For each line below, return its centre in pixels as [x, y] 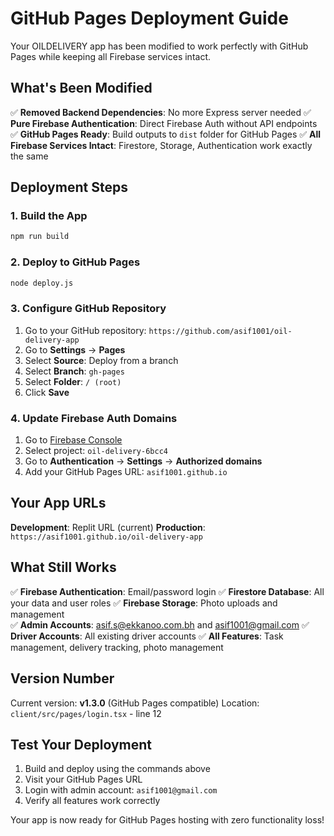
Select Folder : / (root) [73, 381]
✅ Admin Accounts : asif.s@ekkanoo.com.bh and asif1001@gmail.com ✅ [160, 624]
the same [29, 156]
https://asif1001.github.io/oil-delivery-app [106, 537]
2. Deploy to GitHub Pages [75, 262]
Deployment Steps [69, 187]
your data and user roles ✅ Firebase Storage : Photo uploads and [144, 603]
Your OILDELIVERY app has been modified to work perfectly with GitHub [159, 46]
